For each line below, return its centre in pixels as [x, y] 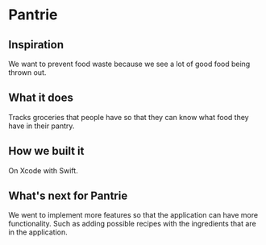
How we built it [46, 151]
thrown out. [27, 73]
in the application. [38, 232]
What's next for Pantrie [68, 196]
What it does [41, 98]
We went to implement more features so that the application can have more [133, 215]
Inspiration [36, 45]
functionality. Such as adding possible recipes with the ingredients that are [132, 224]
